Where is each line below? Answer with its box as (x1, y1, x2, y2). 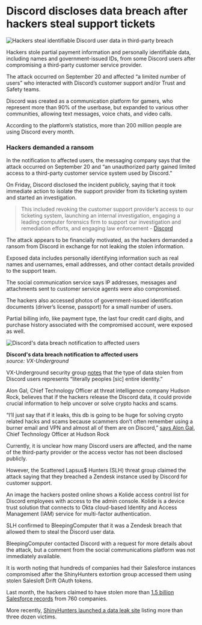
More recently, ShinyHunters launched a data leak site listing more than (6, 607, 183, 614)
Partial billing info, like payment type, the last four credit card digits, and (6, 315, 185, 322)
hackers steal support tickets (6, 17, 156, 31)
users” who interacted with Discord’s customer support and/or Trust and (6, 79, 186, 87)
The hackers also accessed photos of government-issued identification (6, 297, 183, 304)
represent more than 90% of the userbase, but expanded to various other (6, 103, 188, 111)
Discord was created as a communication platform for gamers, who (6, 97, 173, 105)
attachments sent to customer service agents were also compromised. (6, 285, 181, 293)
